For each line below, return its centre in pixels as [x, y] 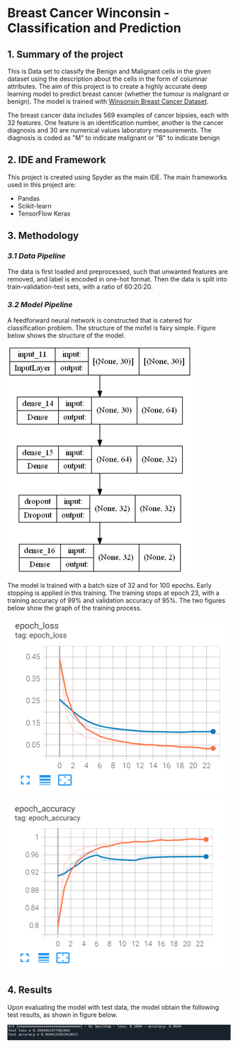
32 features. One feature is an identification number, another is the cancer [115, 123]
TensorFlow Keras [44, 213]
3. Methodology [43, 236]
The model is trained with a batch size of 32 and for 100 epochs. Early [109, 585]
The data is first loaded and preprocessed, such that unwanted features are [118, 272]
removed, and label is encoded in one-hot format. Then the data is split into [118, 279]
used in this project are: [42, 184]
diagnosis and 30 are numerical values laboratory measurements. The [109, 130]
